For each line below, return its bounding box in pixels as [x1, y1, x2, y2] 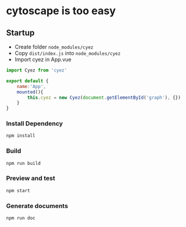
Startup [6, 28, 35, 38]
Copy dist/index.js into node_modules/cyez [14, 50, 121, 57]
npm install [6, 133, 35, 139]
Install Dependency [6, 119, 63, 128]
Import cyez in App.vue [14, 56, 72, 63]
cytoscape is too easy [6, 4, 116, 18]
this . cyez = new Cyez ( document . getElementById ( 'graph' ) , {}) [27, 95, 181, 100]
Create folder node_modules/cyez [14, 43, 93, 50]
